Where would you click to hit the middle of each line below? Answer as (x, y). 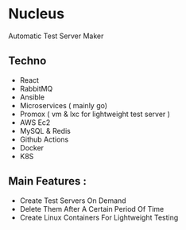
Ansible (32, 97)
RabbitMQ (36, 88)
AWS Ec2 (35, 122)
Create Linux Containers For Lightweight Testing (99, 217)
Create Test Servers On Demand (73, 201)
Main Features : (48, 181)
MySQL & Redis (45, 131)
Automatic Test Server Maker (56, 36)
